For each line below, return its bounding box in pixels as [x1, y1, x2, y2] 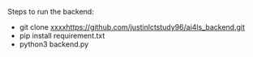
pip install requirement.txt [19, 31, 105, 40]
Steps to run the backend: [7, 7, 94, 16]
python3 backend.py [19, 39, 89, 49]
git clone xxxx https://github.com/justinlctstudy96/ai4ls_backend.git [19, 22, 245, 31]
